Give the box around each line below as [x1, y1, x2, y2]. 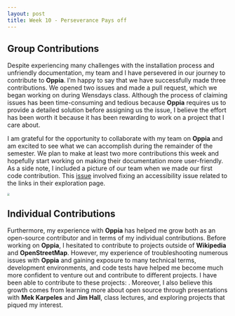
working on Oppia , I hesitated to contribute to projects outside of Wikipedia [7, 241, 227, 249]
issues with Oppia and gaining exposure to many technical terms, [7, 256, 196, 265]
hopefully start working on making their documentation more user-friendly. [7, 157, 224, 165]
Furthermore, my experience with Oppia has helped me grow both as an [7, 226, 216, 235]
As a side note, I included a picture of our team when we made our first [7, 164, 213, 172]
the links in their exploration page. [7, 179, 106, 188]
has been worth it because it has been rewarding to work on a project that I [7, 114, 224, 122]
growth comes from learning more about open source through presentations [7, 286, 228, 294]
